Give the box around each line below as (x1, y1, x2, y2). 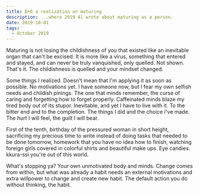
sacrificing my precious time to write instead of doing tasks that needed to (6, 132, 188, 139)
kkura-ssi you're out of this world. (6, 151, 89, 158)
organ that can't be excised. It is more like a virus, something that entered (6, 53, 186, 60)
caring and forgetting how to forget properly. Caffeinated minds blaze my (6, 96, 185, 103)
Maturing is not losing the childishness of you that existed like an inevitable (6, 47, 190, 54)
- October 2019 (11, 31, 49, 37)
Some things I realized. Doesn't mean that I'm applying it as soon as (6, 77, 172, 84)
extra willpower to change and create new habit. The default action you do (6, 175, 188, 182)
